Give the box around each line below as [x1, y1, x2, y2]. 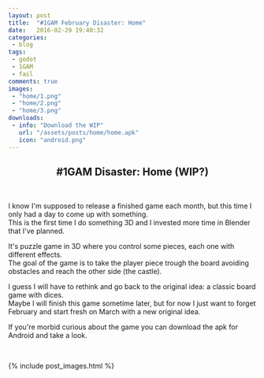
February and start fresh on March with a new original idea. [8, 307, 201, 317]
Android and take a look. [8, 331, 88, 340]
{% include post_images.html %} [8, 361, 115, 371]
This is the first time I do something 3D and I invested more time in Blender [8, 218, 251, 228]
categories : [8, 33, 47, 42]
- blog [11, 41, 34, 49]
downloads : [8, 114, 44, 122]
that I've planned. [8, 226, 65, 236]
